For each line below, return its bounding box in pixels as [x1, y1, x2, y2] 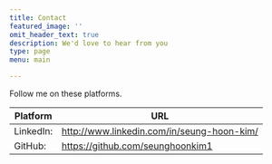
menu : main [9, 55, 51, 64]
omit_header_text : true [9, 30, 100, 39]
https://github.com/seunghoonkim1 [61, 140, 213, 152]
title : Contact [9, 13, 67, 23]
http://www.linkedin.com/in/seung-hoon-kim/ [61, 125, 258, 137]
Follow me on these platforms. [9, 88, 122, 99]
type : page [9, 47, 51, 56]
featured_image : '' [9, 22, 83, 31]
